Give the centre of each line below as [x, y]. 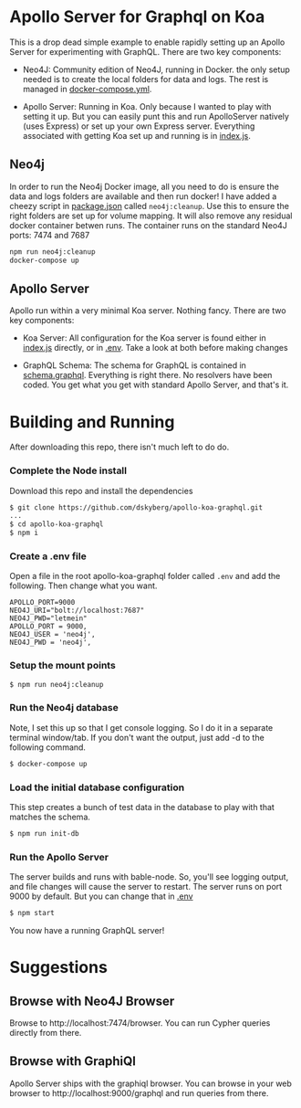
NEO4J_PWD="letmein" [49, 618]
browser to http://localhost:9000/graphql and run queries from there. [139, 1092]
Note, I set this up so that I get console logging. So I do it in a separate [141, 727]
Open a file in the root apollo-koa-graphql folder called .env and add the [145, 576]
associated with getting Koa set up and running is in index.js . [136, 135]
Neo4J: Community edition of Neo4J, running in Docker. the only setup [156, 69]
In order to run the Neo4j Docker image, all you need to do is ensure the [145, 186]
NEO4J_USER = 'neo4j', [52, 635]
